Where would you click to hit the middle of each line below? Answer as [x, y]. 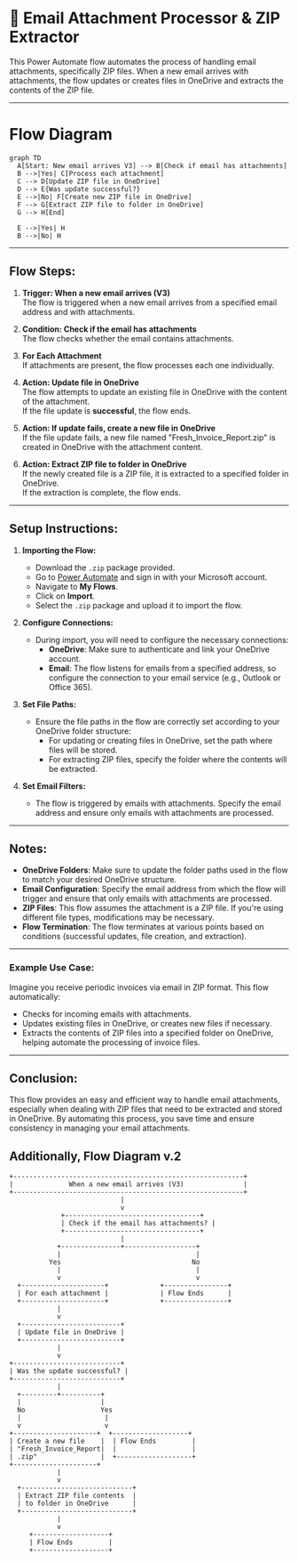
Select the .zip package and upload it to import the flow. [139, 605]
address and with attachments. [78, 311]
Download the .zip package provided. [105, 567]
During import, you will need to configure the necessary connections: [162, 640]
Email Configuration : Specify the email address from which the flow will [154, 889]
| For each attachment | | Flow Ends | [125, 1293]
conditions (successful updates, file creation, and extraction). [134, 937]
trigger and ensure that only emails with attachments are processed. [147, 898]
